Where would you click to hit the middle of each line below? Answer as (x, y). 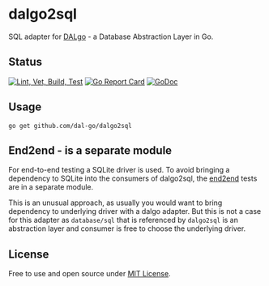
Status (26, 62)
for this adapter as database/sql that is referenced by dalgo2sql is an (124, 220)
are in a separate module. (51, 187)
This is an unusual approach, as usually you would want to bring (115, 203)
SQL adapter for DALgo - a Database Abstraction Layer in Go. (111, 36)
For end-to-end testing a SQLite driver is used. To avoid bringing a (119, 170)
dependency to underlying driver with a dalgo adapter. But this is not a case (135, 211)
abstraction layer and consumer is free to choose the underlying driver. (127, 228)
